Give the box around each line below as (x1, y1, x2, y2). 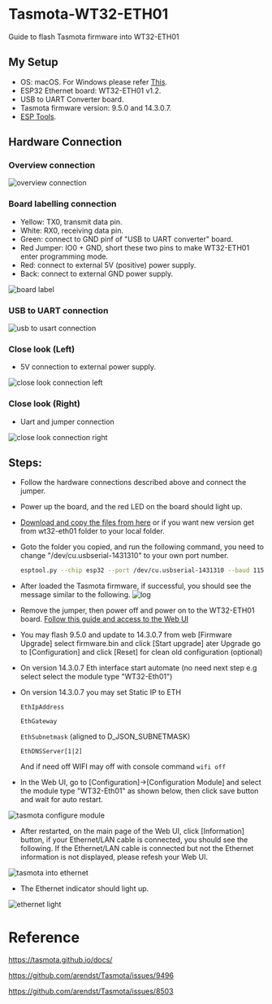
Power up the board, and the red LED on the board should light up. (19, 502, 243, 512)
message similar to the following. (19, 590, 132, 600)
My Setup (8, 55, 58, 69)
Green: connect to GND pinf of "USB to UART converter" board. (19, 234, 234, 244)
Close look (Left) (8, 343, 76, 355)
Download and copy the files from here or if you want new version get (19, 517, 254, 527)
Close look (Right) (8, 398, 81, 409)
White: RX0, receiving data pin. (19, 225, 124, 235)
